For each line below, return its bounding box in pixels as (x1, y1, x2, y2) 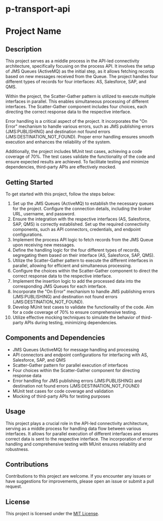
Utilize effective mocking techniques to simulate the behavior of (12, 314, 140, 320)
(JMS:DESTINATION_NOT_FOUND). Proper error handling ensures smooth (5, 134, 154, 140)
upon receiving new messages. (12, 242, 75, 248)
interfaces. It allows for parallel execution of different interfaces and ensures (5, 430, 159, 437)
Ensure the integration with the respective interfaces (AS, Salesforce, (12, 216, 151, 222)
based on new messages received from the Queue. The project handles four (5, 74, 158, 79)
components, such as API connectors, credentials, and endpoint (12, 227, 141, 232)
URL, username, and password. (12, 211, 76, 216)
